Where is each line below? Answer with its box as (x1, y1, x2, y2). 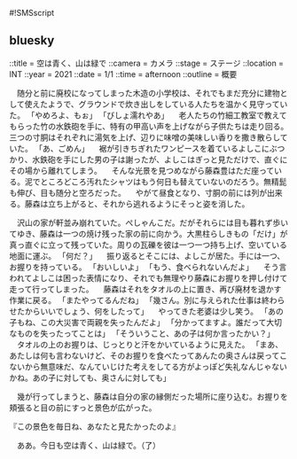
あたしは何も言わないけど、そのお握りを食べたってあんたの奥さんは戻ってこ (9, 350, 288, 361)
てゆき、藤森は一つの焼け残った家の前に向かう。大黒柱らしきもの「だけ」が (9, 228, 288, 238)
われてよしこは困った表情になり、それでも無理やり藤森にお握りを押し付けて (9, 272, 288, 283)
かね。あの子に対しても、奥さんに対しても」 (9, 372, 171, 383)
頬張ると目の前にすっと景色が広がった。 (9, 402, 157, 413)
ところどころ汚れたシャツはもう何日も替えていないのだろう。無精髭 (39, 176, 287, 187)
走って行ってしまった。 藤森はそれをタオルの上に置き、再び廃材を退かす (9, 284, 282, 294)
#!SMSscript (9, 8, 55, 18)
